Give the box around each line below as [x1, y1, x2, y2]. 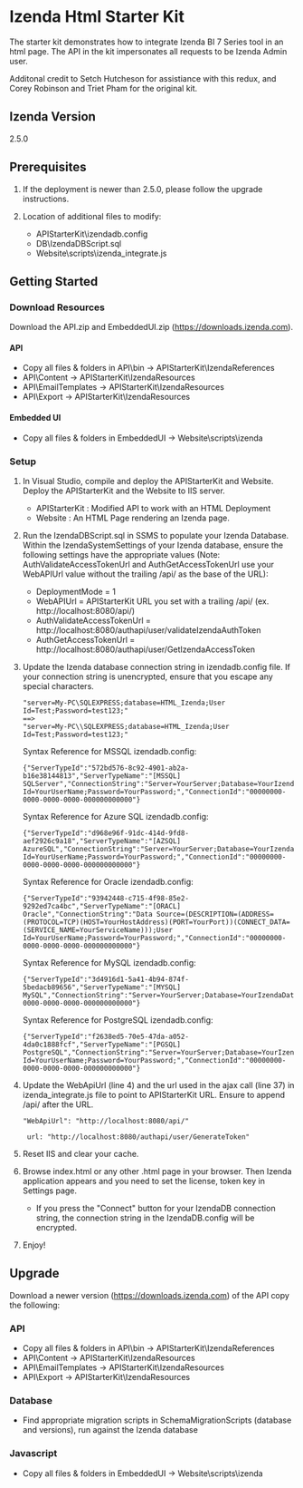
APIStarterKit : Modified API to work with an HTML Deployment [35, 502, 271, 513]
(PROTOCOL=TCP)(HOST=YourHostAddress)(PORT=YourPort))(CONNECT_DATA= [22, 918, 291, 927]
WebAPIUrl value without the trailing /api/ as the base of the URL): [22, 569, 269, 579]
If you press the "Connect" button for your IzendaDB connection [35, 1202, 276, 1213]
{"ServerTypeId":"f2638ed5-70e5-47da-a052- [22, 1032, 190, 1041]
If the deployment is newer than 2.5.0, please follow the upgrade [22, 183, 263, 194]
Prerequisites [9, 160, 87, 175]
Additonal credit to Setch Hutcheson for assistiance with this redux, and [9, 73, 277, 83]
